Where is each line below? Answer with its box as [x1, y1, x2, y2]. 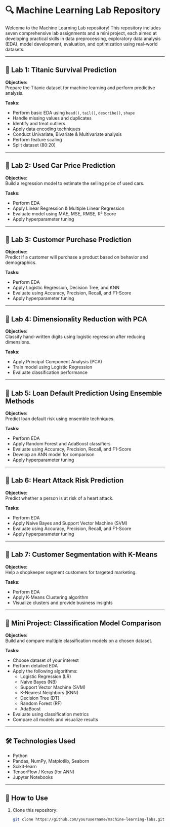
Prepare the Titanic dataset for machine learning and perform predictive [5, 85, 155, 91]
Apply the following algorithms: [12, 668, 78, 674]
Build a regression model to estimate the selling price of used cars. [5, 180, 145, 186]
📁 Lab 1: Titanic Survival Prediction [5, 66, 117, 74]
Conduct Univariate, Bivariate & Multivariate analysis [12, 131, 122, 137]
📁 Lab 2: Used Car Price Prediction [5, 161, 115, 170]
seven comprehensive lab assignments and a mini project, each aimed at [5, 30, 157, 36]
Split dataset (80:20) [12, 142, 56, 148]
